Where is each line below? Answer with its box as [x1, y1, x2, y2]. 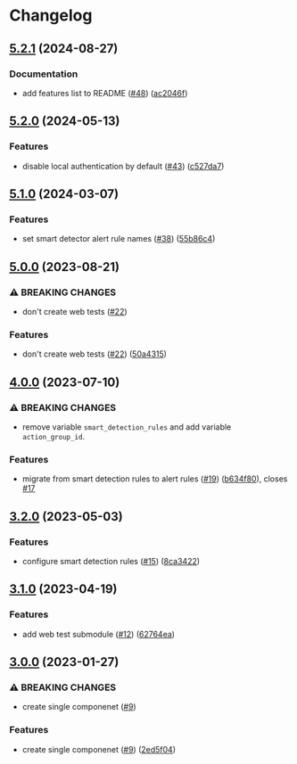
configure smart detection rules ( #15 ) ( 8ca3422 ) [21, 555, 201, 566]
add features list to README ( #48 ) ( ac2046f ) [21, 87, 188, 98]
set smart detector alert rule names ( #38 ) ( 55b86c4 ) [21, 234, 216, 244]
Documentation [9, 68, 78, 80]
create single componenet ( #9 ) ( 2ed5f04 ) [21, 743, 177, 754]
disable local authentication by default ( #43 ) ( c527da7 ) [21, 160, 225, 171]
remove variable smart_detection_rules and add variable [21, 421, 232, 432]
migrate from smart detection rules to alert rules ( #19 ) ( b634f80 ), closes [21, 473, 288, 484]
